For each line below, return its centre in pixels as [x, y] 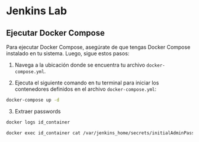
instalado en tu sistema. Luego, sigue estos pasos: [68, 53]
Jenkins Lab [36, 11]
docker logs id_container [38, 122]
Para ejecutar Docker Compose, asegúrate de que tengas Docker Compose [98, 47]
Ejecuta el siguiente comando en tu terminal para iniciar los [87, 83]
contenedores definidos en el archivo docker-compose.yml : [86, 89]
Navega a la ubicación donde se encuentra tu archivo [80, 65]
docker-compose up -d [33, 100]
